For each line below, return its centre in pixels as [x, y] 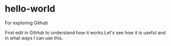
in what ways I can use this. [34, 38]
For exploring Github [26, 23]
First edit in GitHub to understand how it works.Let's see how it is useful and [85, 32]
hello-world [30, 9]
